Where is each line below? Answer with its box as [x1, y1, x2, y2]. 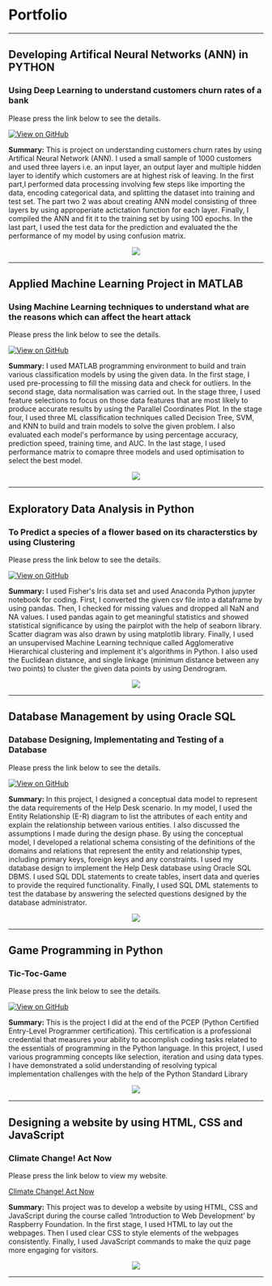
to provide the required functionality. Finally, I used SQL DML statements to [8, 880, 259, 890]
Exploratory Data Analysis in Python [8, 502, 195, 516]
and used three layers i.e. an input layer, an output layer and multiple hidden [8, 162, 261, 172]
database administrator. [8, 897, 87, 907]
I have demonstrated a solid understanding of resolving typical [8, 1061, 217, 1071]
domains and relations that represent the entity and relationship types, [8, 845, 243, 855]
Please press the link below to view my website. [8, 1171, 168, 1181]
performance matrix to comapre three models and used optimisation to [8, 447, 244, 457]
